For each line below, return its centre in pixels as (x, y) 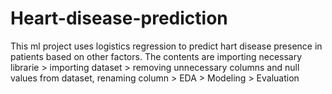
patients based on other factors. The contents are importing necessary (156, 56)
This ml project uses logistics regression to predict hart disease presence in (166, 46)
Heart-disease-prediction (119, 18)
